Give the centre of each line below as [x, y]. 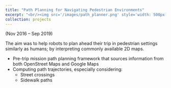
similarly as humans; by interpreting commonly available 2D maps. [75, 49]
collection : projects [28, 19]
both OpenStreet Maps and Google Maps [56, 64]
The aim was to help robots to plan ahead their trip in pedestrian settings [81, 43]
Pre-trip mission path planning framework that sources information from [88, 59]
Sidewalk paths [36, 80]
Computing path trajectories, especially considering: [68, 69]
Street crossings [37, 75]
